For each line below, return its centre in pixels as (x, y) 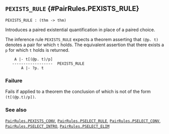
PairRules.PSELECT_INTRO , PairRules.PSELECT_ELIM (58, 126)
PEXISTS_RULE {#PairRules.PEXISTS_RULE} (72, 9)
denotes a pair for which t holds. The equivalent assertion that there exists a (85, 45)
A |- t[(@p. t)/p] (34, 59)
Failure (14, 80)
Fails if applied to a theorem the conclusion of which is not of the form (78, 92)
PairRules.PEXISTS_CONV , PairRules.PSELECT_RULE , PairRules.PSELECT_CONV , (83, 121)
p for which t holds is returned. (37, 50)
